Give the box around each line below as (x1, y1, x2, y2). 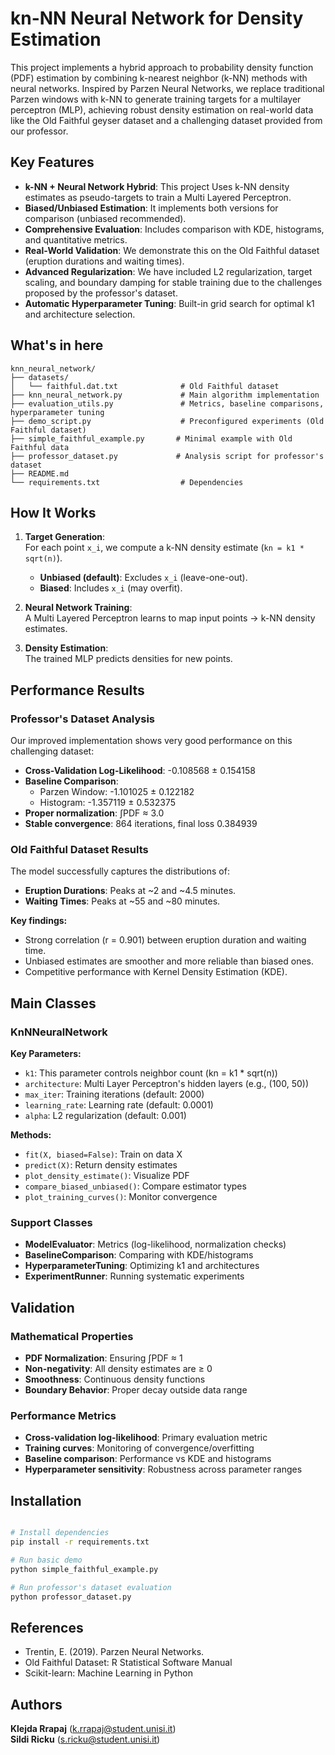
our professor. (10, 125, 69, 137)
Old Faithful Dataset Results (10, 842, 149, 856)
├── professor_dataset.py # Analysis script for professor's (10, 451, 325, 461)
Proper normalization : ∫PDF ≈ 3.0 (24, 807, 165, 819)
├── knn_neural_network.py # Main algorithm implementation (10, 390, 320, 400)
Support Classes (10, 1215, 93, 1229)
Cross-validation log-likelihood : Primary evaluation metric (24, 1432, 268, 1444)
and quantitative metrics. (24, 233, 128, 246)
